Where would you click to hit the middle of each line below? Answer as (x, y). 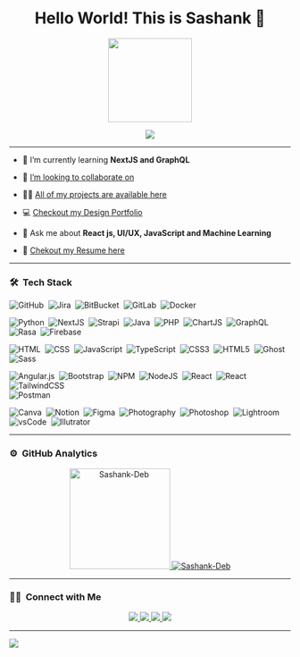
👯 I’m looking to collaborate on (78, 177)
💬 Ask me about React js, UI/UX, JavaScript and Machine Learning (147, 232)
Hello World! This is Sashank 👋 (150, 18)
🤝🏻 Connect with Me (55, 597)
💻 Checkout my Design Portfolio (82, 212)
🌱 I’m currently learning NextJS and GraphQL (106, 159)
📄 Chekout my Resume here (73, 250)
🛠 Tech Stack (41, 282)
